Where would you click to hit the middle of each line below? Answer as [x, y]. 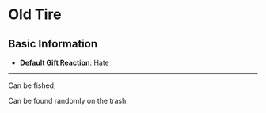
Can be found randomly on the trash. [68, 101]
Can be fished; [32, 85]
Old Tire [35, 15]
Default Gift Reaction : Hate [64, 62]
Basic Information [53, 44]
